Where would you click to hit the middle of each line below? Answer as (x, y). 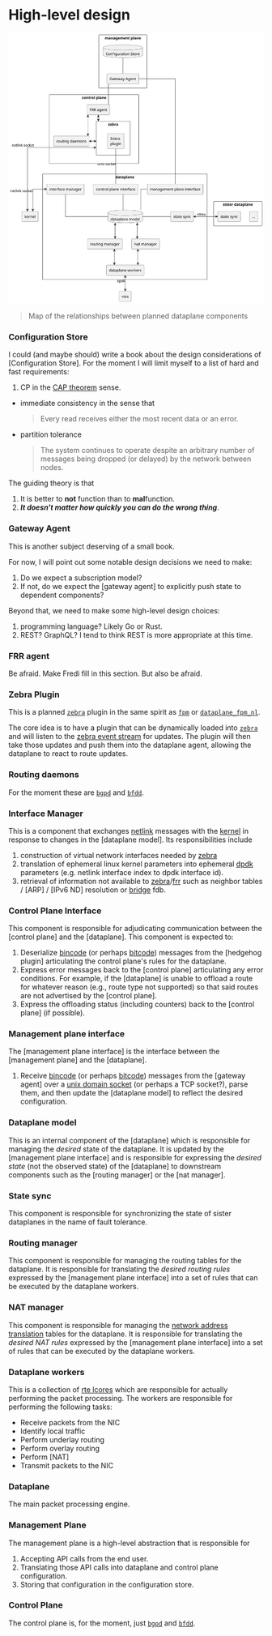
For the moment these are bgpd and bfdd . (76, 792)
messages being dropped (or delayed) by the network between (146, 459)
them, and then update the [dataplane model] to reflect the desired (132, 1093)
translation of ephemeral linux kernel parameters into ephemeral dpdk (136, 864)
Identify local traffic (53, 1431)
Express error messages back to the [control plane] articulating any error (142, 970)
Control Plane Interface (55, 911)
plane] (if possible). (52, 1013)
